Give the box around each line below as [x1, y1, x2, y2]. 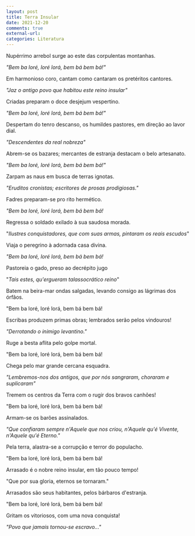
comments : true [6, 25, 43, 31]
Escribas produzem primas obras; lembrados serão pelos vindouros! [6, 316, 172, 323]
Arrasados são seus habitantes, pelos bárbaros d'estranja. [6, 489, 148, 496]
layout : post [6, 8, 38, 15]
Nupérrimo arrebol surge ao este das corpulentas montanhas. [6, 53, 156, 59]
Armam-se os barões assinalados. [6, 414, 89, 421]
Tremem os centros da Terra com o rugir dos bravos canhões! [6, 391, 156, 398]
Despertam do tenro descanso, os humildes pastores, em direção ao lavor [6, 121, 185, 128]
